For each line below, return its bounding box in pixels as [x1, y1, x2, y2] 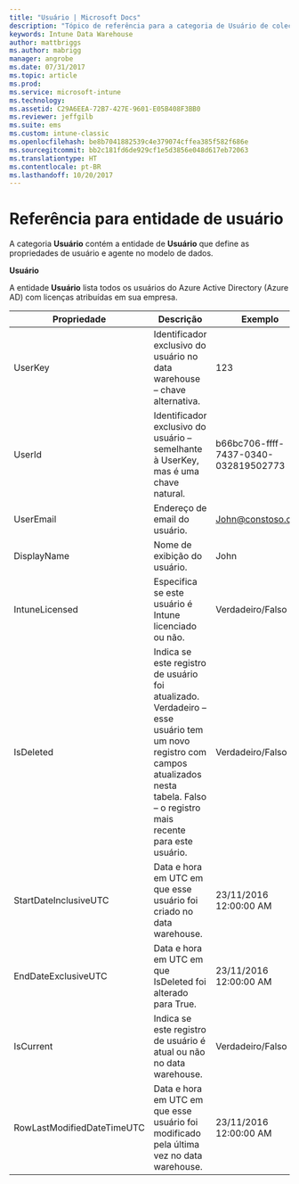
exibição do [153, 550, 203, 563]
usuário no [153, 350, 198, 363]
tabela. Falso [153, 791, 207, 803]
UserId [13, 448, 43, 461]
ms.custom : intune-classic [9, 129, 109, 138]
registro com [153, 746, 207, 759]
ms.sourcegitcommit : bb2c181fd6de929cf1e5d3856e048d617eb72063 [9, 145, 249, 154]
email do [153, 514, 190, 526]
